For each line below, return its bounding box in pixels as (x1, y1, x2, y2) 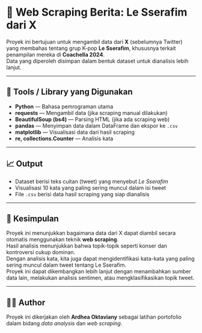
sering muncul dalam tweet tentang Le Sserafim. (6, 261, 127, 269)
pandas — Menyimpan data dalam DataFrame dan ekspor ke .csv (14, 122, 179, 129)
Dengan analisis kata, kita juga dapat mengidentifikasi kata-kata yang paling (6, 255, 195, 263)
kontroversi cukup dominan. (6, 249, 76, 256)
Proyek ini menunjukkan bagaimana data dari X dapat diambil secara (6, 229, 176, 237)
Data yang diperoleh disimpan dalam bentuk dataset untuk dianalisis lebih (6, 57, 189, 64)
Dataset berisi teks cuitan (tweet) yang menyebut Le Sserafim (14, 178, 168, 185)
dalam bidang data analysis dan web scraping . (6, 320, 123, 327)
